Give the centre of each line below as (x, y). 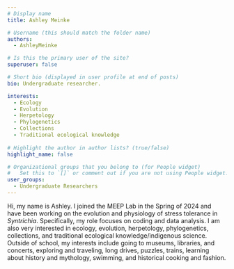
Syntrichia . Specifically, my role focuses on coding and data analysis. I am (114, 220)
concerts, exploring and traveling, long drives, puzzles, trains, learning (108, 250)
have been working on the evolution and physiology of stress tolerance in (112, 213)
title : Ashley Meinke (39, 20)
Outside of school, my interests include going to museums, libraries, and (111, 243)
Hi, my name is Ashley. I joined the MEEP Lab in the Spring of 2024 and (109, 206)
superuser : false (32, 65)
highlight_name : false (40, 154)
